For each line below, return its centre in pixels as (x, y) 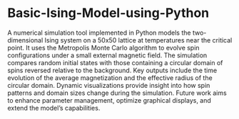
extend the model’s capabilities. (54, 108)
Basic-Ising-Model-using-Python (108, 13)
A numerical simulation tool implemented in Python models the (99, 33)
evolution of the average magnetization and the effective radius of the (110, 78)
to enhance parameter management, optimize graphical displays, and (110, 100)
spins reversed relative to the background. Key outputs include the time (112, 70)
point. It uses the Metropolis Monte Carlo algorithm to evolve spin (103, 47)
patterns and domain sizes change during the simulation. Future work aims (117, 93)
